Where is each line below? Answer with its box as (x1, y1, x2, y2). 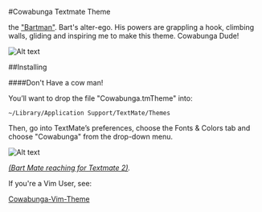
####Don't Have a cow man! (8, 78, 104, 87)
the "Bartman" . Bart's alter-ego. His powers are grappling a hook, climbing (8, 23, 255, 31)
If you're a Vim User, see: (8, 179, 92, 188)
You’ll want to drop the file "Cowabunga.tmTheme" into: (8, 94, 193, 103)
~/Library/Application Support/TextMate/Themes (8, 109, 171, 117)
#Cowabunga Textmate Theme (8, 7, 111, 16)
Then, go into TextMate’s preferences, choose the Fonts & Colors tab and (8, 123, 251, 132)
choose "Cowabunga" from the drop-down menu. (8, 132, 173, 141)
